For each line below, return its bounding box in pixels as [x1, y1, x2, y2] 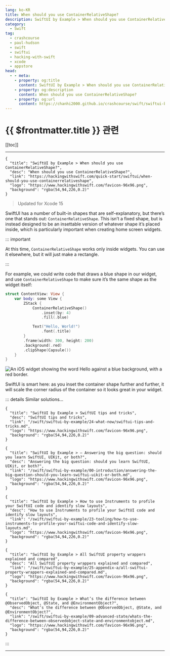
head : [5, 69, 17, 74]
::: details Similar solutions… [5, 396, 64, 402]
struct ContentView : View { [5, 292, 65, 297]
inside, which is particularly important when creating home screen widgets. [5, 226, 162, 232]
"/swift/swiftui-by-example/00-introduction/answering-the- [27, 468, 157, 473]
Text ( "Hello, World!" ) [32, 324, 80, 329]
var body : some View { [14, 296, 62, 301]
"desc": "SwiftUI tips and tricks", [10, 415, 87, 420]
